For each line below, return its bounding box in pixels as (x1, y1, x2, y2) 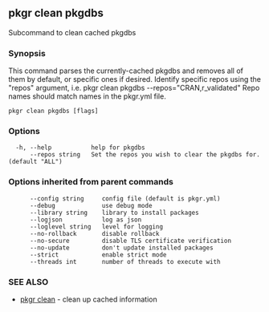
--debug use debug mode (29, 201, 153, 209)
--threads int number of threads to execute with (29, 257, 221, 265)
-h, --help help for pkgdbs (15, 144, 146, 152)
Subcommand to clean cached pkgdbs (8, 27, 137, 37)
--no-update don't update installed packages (29, 244, 214, 252)
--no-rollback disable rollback (29, 229, 160, 237)
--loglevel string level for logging (29, 222, 163, 231)
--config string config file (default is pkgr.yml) (29, 194, 221, 203)
